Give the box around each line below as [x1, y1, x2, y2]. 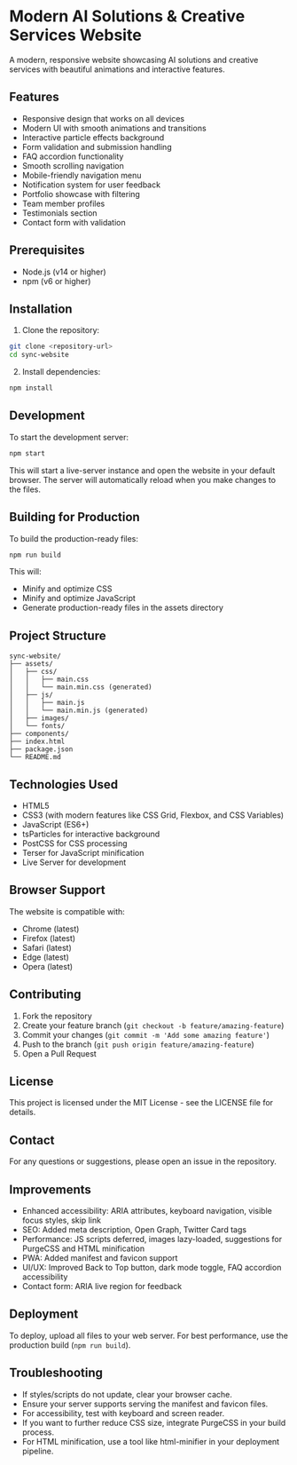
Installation [9, 301, 73, 316]
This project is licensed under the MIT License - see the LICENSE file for [9, 1097, 273, 1108]
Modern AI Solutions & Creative [9, 6, 246, 27]
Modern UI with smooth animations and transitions [21, 123, 207, 133]
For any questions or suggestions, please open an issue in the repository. [9, 1156, 277, 1167]
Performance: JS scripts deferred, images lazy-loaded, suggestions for [21, 1234, 283, 1245]
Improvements [9, 1182, 91, 1197]
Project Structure [9, 628, 106, 643]
